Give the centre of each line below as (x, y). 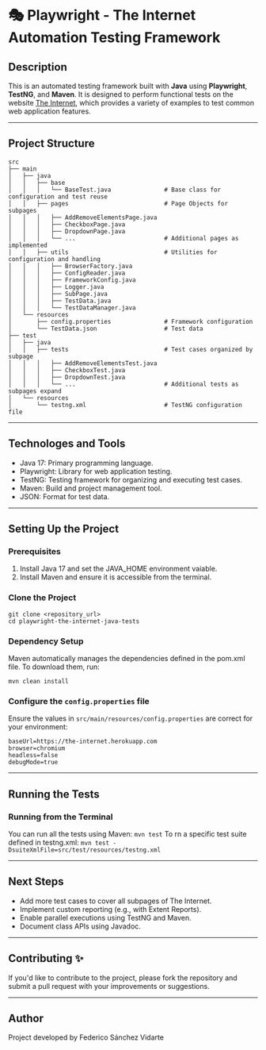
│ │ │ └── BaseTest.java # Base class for (115, 190)
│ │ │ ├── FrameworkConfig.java (72, 280)
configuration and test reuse (58, 196)
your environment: (38, 727)
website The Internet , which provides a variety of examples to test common (131, 103)
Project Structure (51, 144)
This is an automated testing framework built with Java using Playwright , (128, 86)
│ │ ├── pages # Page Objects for (118, 203)
